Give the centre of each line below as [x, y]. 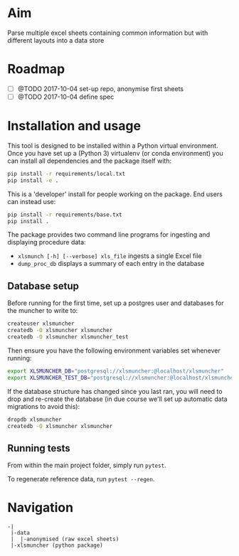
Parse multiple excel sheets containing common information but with [108, 33]
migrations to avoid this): [44, 406]
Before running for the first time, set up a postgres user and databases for [116, 303]
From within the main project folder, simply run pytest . [87, 465]
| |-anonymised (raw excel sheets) [65, 539]
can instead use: [32, 201]
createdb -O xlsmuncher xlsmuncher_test [68, 337]
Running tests [39, 448]
